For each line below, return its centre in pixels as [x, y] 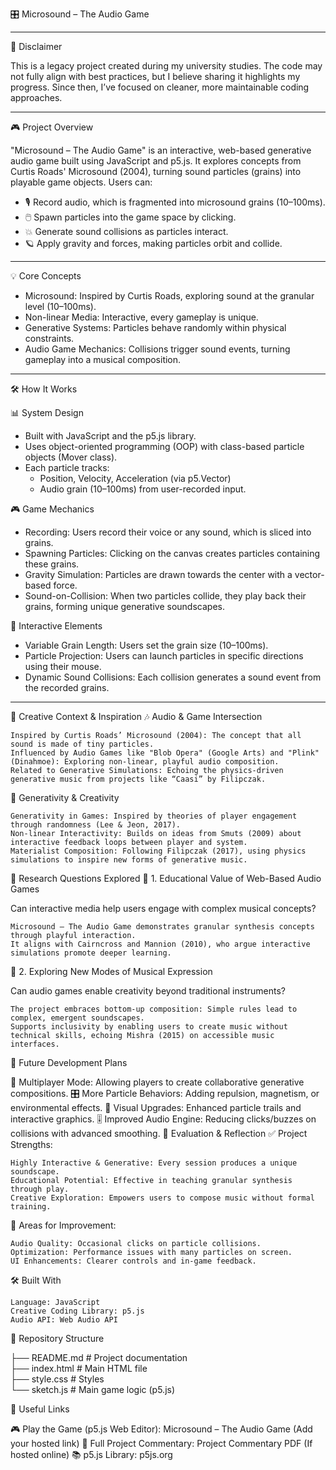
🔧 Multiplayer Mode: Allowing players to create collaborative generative [157, 1082]
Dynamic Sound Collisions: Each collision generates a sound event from [173, 677]
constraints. [49, 338]
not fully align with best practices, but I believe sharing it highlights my [155, 76]
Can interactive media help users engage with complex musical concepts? [163, 908]
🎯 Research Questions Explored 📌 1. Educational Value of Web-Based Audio [166, 878]
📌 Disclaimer [36, 46]
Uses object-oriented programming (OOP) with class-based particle [164, 446]
